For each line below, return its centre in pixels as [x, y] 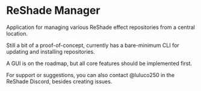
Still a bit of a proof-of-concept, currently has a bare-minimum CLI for [93, 45]
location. [17, 33]
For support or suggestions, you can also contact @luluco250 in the [91, 75]
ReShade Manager [53, 11]
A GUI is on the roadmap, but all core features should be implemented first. [99, 63]
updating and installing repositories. [51, 51]
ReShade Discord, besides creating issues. [59, 81]
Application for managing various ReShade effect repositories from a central [101, 27]
